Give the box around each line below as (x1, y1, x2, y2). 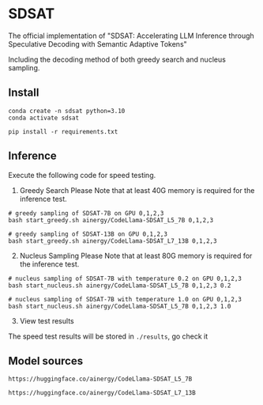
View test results (19, 316, 74, 325)
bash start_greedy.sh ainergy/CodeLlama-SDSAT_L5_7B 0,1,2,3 (8, 216, 214, 224)
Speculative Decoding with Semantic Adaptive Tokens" (8, 39, 187, 48)
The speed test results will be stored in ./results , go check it (8, 331, 209, 341)
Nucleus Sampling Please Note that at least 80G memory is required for (19, 251, 253, 260)
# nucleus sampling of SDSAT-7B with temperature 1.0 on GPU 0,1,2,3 (8, 295, 242, 303)
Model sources (8, 354, 84, 368)
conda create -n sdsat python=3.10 (8, 107, 126, 115)
